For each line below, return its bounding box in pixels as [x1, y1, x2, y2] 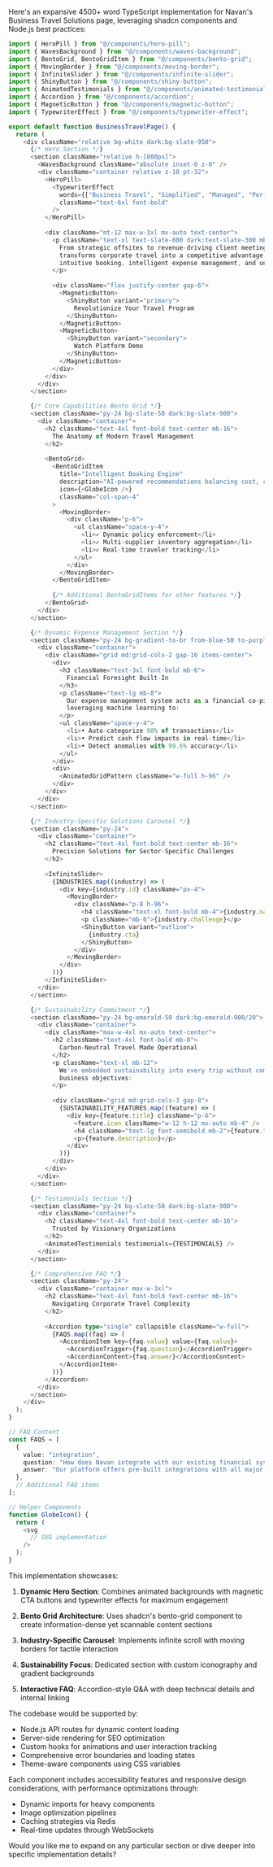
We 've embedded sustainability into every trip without [59, 1066, 253, 1075]
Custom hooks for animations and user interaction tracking [19, 1741, 218, 1751]
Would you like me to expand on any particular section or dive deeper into [8, 1840, 256, 1850]
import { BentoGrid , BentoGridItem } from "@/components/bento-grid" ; [8, 55, 253, 63]
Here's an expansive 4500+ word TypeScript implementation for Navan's [8, 7, 253, 16]
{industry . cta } [88, 931, 140, 939]
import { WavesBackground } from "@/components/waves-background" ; [8, 47, 242, 55]
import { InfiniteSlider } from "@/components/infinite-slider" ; [8, 70, 234, 78]
